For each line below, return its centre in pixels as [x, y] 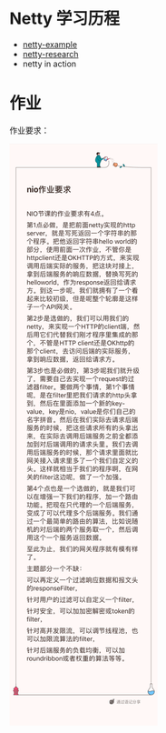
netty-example [50, 44]
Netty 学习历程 [65, 19]
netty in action [49, 64]
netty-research [50, 54]
